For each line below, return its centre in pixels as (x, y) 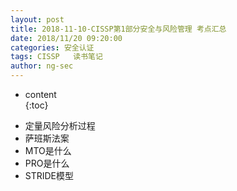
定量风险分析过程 (60, 125)
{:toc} (36, 105)
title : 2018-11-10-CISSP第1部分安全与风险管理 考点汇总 (118, 29)
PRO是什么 (47, 163)
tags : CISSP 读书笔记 (56, 57)
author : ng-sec (42, 66)
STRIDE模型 (49, 175)
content (40, 94)
